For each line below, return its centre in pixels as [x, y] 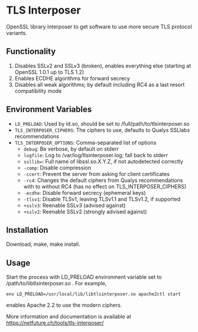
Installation [27, 230]
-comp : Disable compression [57, 167]
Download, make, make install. [43, 244]
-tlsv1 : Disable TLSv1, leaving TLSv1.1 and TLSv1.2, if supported [102, 199]
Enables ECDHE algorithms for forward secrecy [72, 78]
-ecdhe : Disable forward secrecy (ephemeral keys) [85, 193]
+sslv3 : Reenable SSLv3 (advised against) [74, 205]
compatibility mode [38, 91]
